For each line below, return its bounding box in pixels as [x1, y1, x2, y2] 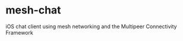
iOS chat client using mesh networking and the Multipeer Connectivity [5, 23, 177, 30]
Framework [5, 29, 33, 36]
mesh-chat [5, 4, 61, 17]
